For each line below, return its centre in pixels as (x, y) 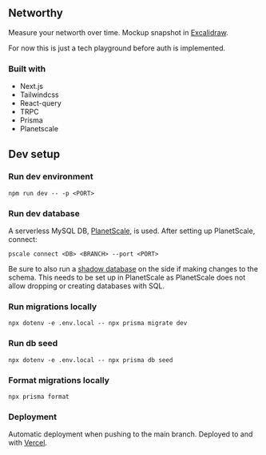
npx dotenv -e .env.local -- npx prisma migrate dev (98, 324)
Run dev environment (51, 177)
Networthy (36, 13)
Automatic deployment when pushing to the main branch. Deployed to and (131, 434)
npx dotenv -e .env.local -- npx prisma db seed (91, 360)
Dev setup (34, 154)
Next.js (32, 87)
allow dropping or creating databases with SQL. (87, 286)
